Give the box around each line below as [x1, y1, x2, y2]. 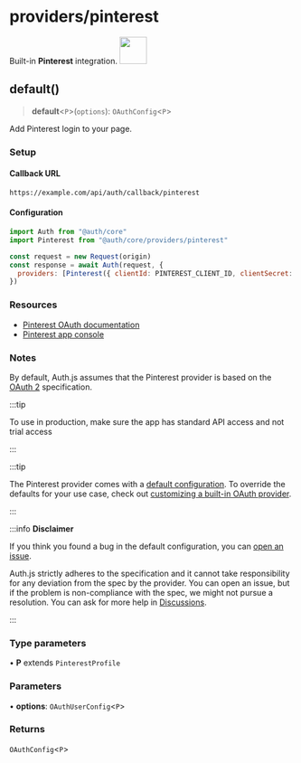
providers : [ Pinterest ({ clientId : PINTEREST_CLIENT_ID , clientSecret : [17, 268, 294, 278]
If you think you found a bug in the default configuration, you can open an [9, 541, 285, 551]
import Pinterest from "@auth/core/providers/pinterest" [9, 235, 229, 245]
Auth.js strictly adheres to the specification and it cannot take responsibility [9, 568, 291, 579]
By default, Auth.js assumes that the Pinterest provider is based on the [9, 372, 272, 382]
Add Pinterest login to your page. [9, 123, 133, 134]
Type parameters [9, 636, 87, 649]
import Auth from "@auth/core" [9, 228, 127, 237]
